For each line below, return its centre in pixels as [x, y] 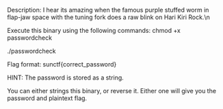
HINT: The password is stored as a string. [66, 77]
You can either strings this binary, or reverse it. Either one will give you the [112, 91]
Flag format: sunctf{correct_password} [62, 64]
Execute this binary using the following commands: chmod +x [94, 31]
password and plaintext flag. [47, 98]
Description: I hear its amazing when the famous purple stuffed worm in [108, 10]
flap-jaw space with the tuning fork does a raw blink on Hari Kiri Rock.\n [108, 17]
